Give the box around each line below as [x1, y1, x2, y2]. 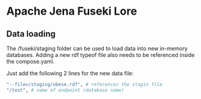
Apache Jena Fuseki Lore [6, 4, 137, 18]
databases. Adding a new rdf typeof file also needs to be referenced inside [6, 51, 195, 59]
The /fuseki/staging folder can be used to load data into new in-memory [6, 45, 188, 52]
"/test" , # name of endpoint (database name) [6, 87, 124, 93]
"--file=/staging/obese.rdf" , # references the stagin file [6, 81, 163, 87]
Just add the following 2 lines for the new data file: [6, 70, 134, 77]
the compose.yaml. [6, 58, 55, 65]
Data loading [6, 29, 56, 39]
